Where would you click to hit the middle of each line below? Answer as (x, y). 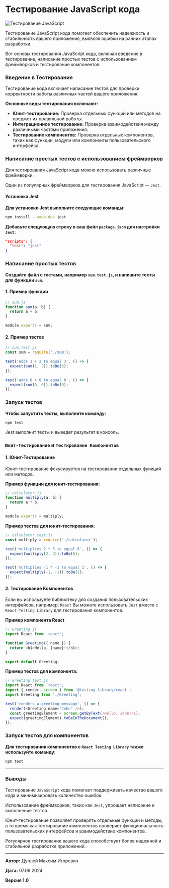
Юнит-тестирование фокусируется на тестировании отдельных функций (83, 469)
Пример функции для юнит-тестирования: (53, 484)
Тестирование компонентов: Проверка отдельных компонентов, (83, 135)
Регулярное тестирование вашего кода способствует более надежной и (83, 840)
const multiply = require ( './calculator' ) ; (52, 540)
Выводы (16, 779)
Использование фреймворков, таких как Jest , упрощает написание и (80, 805)
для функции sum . (24, 280)
